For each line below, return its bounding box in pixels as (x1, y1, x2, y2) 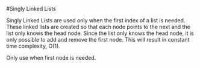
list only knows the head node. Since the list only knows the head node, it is (6, 30, 194, 37)
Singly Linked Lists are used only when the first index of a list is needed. (6, 17, 186, 24)
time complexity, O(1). (6, 42, 60, 49)
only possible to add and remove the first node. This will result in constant (6, 36, 190, 43)
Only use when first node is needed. (6, 54, 96, 61)
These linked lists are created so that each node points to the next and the (6, 24, 191, 30)
